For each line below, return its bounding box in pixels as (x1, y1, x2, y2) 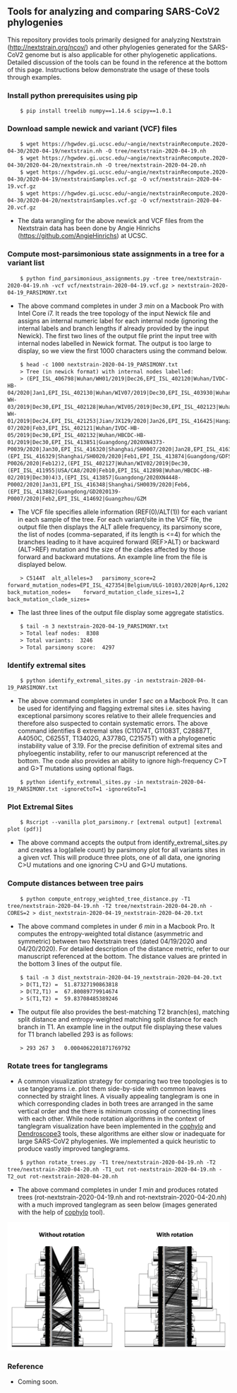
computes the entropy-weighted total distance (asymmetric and (17, 929, 203, 938)
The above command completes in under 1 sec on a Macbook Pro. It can (17, 697, 228, 705)
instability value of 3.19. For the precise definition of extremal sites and (17, 741, 223, 750)
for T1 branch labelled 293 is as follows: (17, 1030, 134, 1039)
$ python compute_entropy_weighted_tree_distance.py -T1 (20, 895, 191, 902)
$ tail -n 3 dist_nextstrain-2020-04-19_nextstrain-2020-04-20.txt (20, 974, 222, 981)
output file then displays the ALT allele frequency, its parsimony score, (17, 522, 222, 531)
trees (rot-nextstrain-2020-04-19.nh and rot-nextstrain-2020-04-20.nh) (17, 1192, 227, 1201)
